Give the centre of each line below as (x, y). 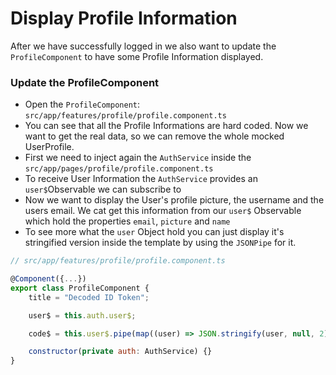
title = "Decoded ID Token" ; (89, 297)
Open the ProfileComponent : (82, 104)
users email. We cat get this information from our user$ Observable (163, 211)
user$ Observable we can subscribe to (103, 189)
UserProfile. (49, 147)
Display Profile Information (124, 18)
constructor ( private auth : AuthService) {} (120, 352)
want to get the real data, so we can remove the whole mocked (154, 136)
